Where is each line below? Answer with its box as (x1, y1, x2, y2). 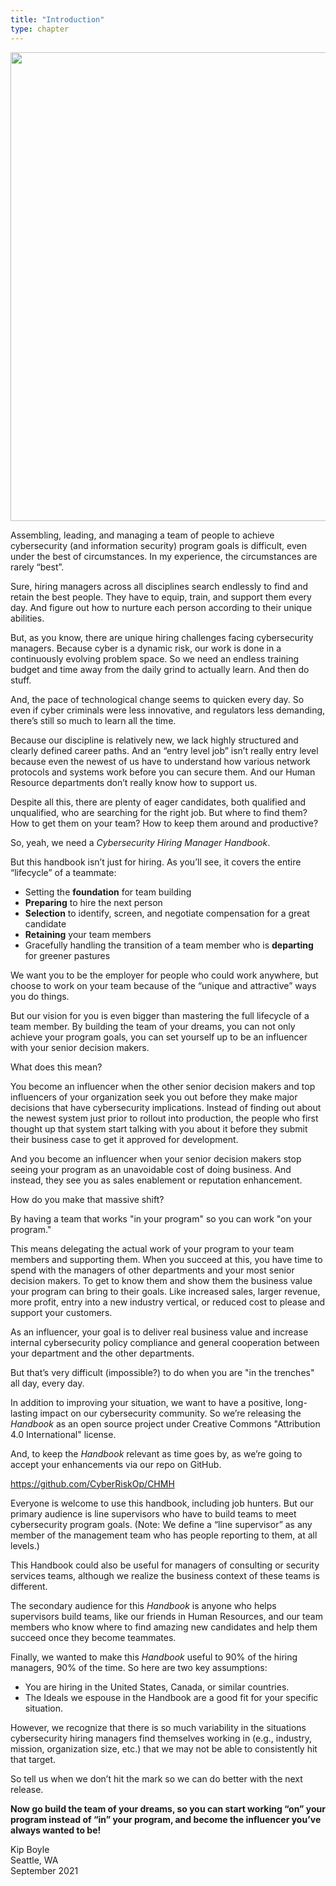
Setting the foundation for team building (24, 886, 192, 898)
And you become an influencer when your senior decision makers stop (10, 1152, 302, 1165)
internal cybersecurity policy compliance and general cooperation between (10, 1336, 320, 1348)
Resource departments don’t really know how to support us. (10, 776, 258, 788)
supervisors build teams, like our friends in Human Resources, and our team (10, 1610, 323, 1622)
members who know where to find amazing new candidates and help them (10, 1621, 318, 1633)
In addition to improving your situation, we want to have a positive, (10, 1396, 283, 1408)
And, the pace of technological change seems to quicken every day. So (10, 693, 305, 705)
